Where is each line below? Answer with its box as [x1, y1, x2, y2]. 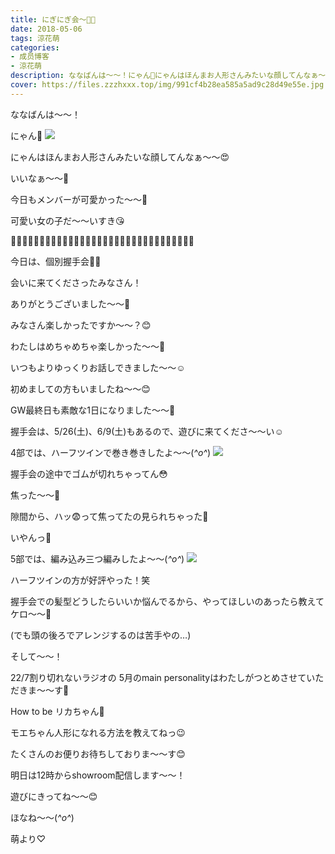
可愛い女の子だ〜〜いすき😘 [10, 214, 125, 226]
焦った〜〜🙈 [10, 489, 61, 501]
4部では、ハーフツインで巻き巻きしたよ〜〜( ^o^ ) [10, 446, 212, 458]
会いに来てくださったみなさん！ [10, 276, 142, 288]
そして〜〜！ [10, 650, 63, 662]
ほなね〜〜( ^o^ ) [10, 811, 75, 823]
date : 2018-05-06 [10, 24, 83, 34]
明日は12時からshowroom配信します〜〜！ [10, 769, 186, 781]
